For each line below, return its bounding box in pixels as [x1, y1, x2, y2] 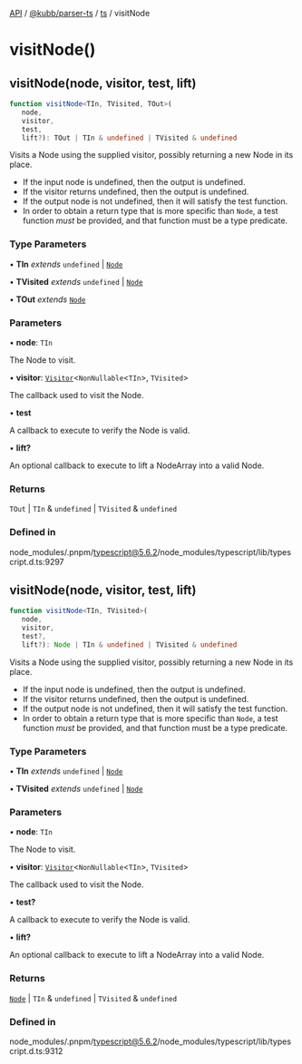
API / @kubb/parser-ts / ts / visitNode [9, 8, 151, 18]
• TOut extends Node [9, 294, 86, 305]
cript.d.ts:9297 [9, 556, 65, 567]
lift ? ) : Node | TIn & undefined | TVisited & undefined [21, 639, 238, 649]
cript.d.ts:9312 [9, 1045, 63, 1056]
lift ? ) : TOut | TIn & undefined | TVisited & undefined [21, 133, 238, 142]
